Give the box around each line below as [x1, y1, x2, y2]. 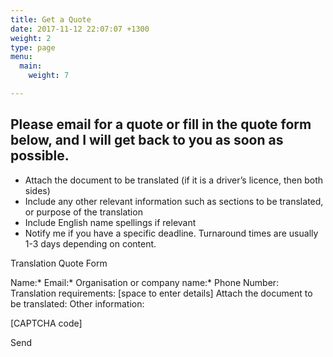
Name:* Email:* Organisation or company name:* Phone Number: [10, 276, 280, 288]
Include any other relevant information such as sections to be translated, [24, 195, 324, 207]
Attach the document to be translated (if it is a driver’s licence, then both [24, 174, 324, 186]
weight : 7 [28, 71, 70, 81]
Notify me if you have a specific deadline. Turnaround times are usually [24, 227, 319, 239]
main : [19, 61, 43, 71]
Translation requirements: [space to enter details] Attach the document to [10, 287, 313, 299]
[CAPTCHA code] [10, 317, 83, 329]
